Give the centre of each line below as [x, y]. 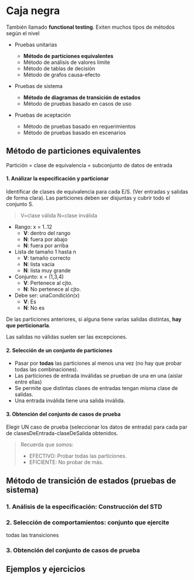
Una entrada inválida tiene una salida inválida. [70, 401]
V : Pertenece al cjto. [48, 283]
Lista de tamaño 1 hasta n [45, 252]
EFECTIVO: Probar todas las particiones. [78, 456]
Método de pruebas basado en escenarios [74, 133]
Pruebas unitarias [36, 45]
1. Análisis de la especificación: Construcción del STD [84, 507]
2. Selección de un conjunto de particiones [59, 350]
